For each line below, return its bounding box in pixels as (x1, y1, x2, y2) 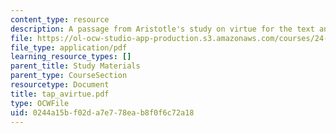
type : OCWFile (10, 98, 70, 108)
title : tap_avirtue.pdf (10, 89, 110, 99)
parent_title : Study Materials (10, 61, 141, 71)
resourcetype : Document (10, 80, 110, 90)
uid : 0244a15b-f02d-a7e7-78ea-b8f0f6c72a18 (10, 107, 195, 118)
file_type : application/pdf (10, 42, 128, 53)
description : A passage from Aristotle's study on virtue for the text (10, 24, 315, 34)
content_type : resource (10, 14, 110, 25)
